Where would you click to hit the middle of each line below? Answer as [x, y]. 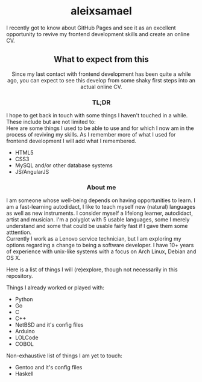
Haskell [24, 374]
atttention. [19, 232]
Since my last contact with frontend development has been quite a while [101, 74]
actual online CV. [101, 87]
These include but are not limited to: [51, 122]
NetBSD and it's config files [49, 325]
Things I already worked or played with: [55, 288]
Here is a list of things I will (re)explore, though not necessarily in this [92, 270]
